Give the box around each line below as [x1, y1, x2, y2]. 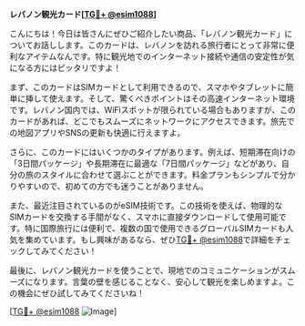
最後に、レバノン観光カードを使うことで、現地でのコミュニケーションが [9, 265, 280, 276]
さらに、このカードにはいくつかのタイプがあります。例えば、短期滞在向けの [9, 147, 296, 158]
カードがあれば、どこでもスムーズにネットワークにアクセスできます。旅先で [9, 116, 295, 127]
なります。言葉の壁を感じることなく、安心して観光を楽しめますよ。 [33, 277, 288, 287]
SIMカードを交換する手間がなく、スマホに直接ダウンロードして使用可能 [9, 211, 280, 222]
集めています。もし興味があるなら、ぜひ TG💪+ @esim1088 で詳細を [25, 234, 276, 245]
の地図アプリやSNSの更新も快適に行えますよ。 [9, 127, 186, 138]
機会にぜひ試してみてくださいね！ [16, 288, 146, 299]
